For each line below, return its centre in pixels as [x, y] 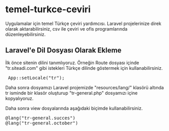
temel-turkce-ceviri [48, 9]
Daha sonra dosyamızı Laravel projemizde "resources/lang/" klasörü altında [85, 87]
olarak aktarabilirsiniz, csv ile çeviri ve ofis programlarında [66, 29]
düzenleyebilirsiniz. [26, 34]
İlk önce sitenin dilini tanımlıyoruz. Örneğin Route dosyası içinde [72, 63]
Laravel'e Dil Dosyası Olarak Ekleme [63, 50]
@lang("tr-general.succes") [40, 118]
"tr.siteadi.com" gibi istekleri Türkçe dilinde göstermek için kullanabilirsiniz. [84, 68]
